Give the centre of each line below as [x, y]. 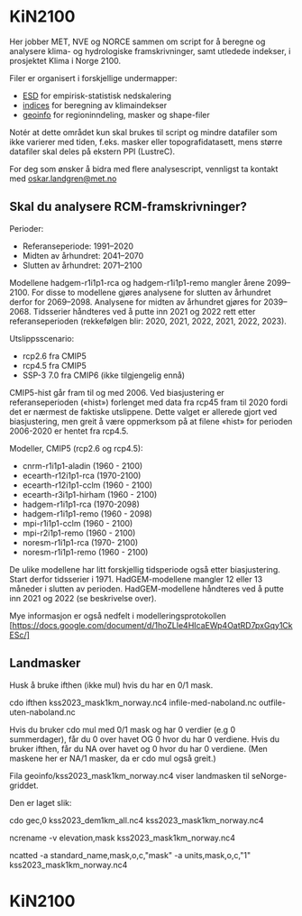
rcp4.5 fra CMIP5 [55, 365]
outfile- [272, 702]
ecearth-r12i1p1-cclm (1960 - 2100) [87, 485]
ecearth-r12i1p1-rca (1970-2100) [82, 475]
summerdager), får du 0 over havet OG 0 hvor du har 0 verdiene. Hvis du [145, 739]
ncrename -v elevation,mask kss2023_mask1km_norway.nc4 [123, 838]
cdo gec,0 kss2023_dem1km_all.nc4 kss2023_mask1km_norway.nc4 [137, 820]
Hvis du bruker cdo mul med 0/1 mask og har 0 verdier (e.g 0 [123, 729]
